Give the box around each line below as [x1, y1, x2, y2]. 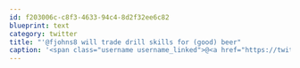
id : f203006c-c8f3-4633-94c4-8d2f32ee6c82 [9, 12, 170, 22]
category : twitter [9, 29, 78, 38]
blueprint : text [9, 21, 70, 30]
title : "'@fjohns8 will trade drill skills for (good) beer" [9, 37, 242, 47]
